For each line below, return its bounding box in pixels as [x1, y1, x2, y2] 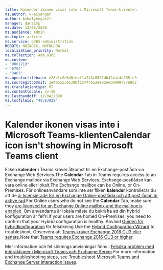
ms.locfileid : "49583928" [5, 98, 58, 103]
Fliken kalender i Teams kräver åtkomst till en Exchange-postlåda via [5, 167, 144, 173]
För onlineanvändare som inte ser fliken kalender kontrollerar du [26, 187, 156, 193]
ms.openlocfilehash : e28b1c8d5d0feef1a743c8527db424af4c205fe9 [5, 75, 137, 80]
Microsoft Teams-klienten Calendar [5, 130, 151, 141]
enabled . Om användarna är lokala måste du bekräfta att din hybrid [5, 208, 140, 214]
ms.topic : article [5, 35, 43, 40]
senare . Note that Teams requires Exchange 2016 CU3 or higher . [5, 234, 134, 240]
